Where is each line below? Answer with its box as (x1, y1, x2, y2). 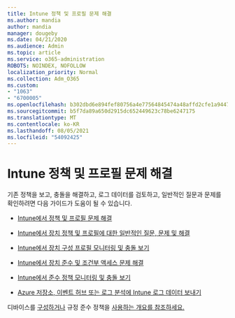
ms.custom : (7, 82, 39, 89)
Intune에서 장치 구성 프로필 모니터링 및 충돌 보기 (17, 244, 150, 252)
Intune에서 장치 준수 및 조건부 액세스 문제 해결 (17, 259, 144, 267)
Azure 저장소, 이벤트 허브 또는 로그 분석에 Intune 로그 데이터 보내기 (17, 288, 201, 297)
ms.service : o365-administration (7, 56, 105, 63)
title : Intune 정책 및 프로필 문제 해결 (7, 10, 112, 17)
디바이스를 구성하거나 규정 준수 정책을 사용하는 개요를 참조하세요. (7, 303, 185, 312)
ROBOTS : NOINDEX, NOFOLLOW (7, 62, 86, 69)
